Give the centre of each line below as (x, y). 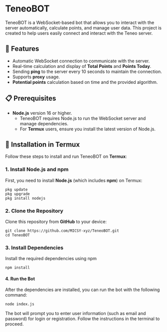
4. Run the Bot (20, 279)
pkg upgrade (17, 194)
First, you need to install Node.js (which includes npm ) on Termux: (74, 180)
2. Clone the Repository (34, 211)
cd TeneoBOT (17, 235)
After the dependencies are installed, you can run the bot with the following (83, 290)
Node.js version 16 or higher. (42, 113)
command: (16, 295)
